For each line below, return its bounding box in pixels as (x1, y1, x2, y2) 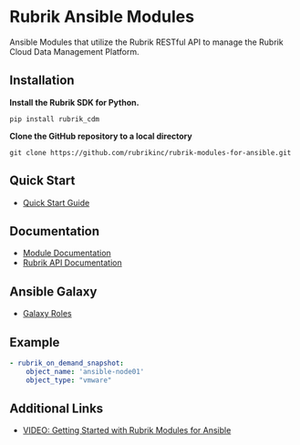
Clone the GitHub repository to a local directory (9, 130, 193, 141)
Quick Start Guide (22, 197, 90, 208)
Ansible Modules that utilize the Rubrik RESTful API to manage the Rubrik (9, 36, 284, 47)
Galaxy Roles (22, 308, 72, 319)
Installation (9, 73, 75, 88)
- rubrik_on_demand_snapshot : (9, 358, 125, 367)
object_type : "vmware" (26, 376, 112, 385)
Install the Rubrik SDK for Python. (9, 97, 140, 108)
